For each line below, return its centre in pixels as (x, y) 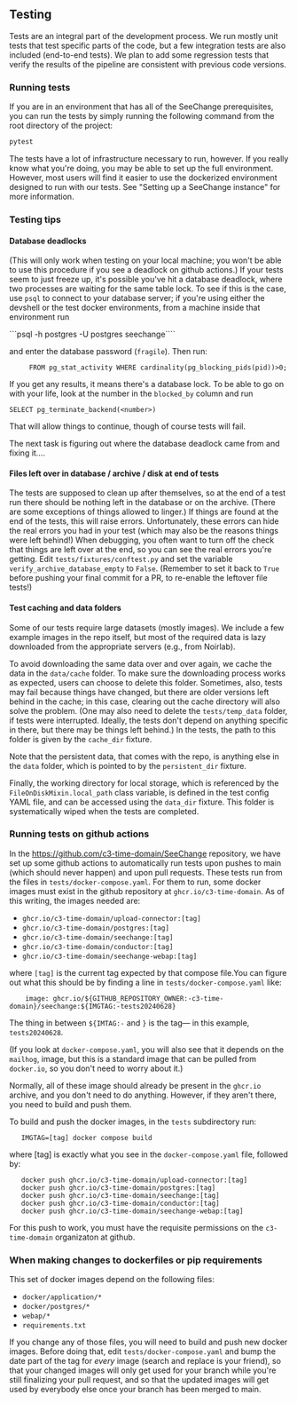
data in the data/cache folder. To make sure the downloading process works (148, 673)
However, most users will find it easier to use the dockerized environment (143, 178)
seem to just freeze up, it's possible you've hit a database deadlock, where (146, 280)
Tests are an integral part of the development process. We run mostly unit (144, 36)
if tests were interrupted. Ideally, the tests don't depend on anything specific (149, 720)
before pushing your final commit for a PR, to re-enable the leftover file (138, 578)
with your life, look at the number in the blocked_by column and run (131, 393)
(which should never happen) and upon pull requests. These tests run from (146, 872)
